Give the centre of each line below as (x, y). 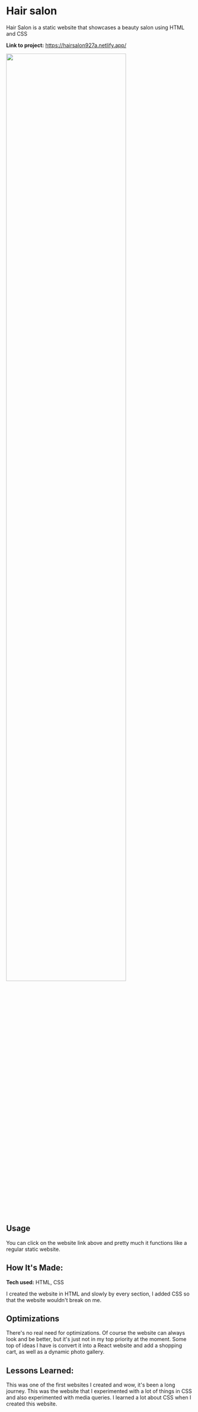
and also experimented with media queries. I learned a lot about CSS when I (99, 1398)
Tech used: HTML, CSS (35, 1282)
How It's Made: (35, 1268)
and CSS (17, 33)
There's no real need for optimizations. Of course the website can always (96, 1333)
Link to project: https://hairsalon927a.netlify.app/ (66, 45)
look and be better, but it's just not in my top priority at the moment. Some (96, 1339)
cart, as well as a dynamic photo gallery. (55, 1352)
